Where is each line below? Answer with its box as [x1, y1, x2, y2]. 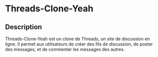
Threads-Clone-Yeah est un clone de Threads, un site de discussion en [5, 36, 150, 42]
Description [5, 23, 42, 31]
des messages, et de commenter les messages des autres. [5, 47, 125, 52]
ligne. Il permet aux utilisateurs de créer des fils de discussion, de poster [5, 41, 153, 47]
